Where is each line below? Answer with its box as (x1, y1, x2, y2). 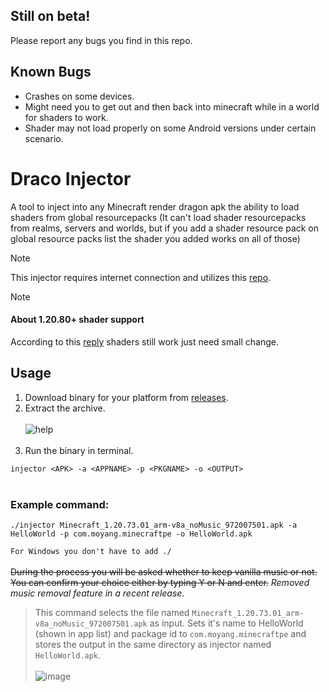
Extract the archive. (24, 402, 106, 414)
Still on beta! (10, 8, 91, 25)
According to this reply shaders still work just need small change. (10, 335, 280, 348)
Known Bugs (10, 64, 92, 81)
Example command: (10, 497, 110, 511)
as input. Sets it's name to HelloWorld (149, 617, 304, 629)
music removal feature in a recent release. (10, 587, 185, 599)
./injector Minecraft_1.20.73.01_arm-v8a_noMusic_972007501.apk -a (10, 520, 298, 530)
